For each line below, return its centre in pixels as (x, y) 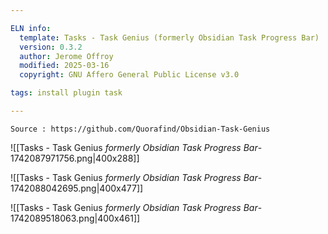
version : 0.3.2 (51, 47)
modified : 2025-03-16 (64, 66)
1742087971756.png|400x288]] (75, 158)
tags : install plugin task (66, 93)
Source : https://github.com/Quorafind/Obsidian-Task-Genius (140, 129)
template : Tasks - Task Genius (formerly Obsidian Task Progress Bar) (169, 37)
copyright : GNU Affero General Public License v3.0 (129, 75)
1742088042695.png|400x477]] (77, 188)
